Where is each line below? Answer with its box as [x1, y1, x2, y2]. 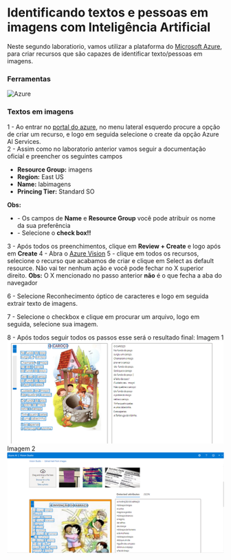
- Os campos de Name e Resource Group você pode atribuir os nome [16, 214, 216, 222]
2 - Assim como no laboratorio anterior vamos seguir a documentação [7, 145, 206, 153]
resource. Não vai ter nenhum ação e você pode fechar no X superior [7, 264, 204, 272]
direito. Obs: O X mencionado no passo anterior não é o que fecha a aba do [7, 271, 222, 280]
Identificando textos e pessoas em [7, 5, 208, 21]
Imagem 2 [7, 444, 36, 453]
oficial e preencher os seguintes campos [7, 152, 122, 160]
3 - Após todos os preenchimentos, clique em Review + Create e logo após [7, 242, 221, 250]
